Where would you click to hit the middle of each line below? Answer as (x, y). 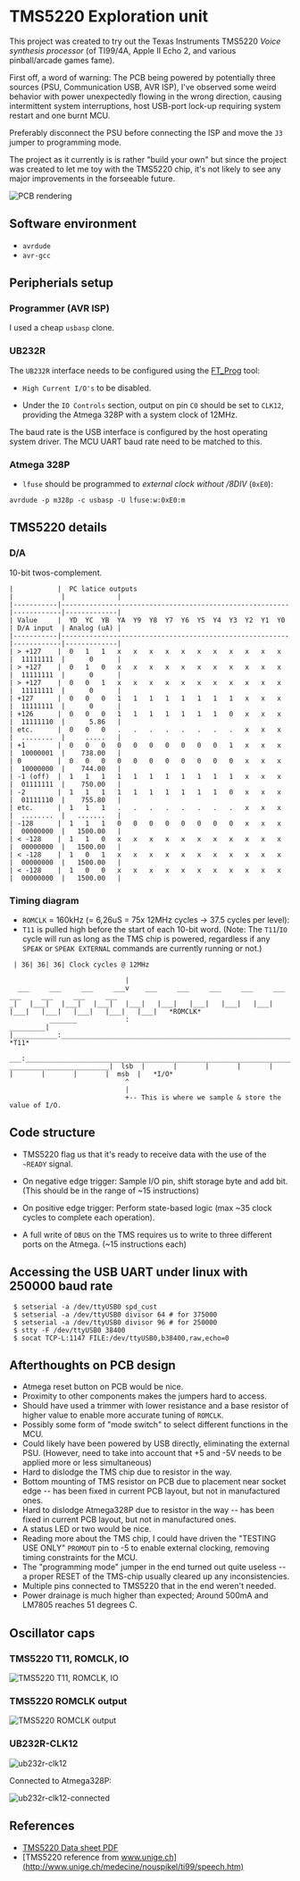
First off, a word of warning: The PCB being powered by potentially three (143, 77)
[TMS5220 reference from (71, 1857)
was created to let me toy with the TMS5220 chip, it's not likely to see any (145, 169)
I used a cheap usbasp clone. (62, 328)
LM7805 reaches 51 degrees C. (79, 1605)
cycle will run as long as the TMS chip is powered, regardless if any (146, 939)
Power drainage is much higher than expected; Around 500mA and (145, 1595)
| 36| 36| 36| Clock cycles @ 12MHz (81, 965)
